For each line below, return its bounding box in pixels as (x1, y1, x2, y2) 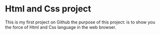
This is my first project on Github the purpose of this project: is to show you (5, 19, 156, 25)
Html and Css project (5, 3, 91, 14)
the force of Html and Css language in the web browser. (5, 24, 116, 30)
